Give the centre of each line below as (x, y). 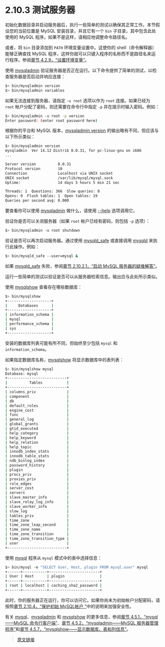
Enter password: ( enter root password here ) (51, 121)
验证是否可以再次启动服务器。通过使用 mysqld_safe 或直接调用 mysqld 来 (79, 240)
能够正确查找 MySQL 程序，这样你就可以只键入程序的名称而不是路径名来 (78, 54)
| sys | (29, 328)
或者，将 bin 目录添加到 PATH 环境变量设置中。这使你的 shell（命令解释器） (81, 47)
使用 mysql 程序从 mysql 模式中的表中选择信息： (54, 558)
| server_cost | (37, 488)
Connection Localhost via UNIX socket (59, 173)
